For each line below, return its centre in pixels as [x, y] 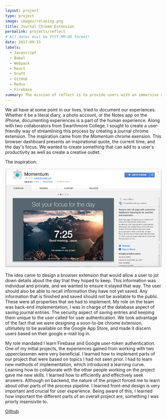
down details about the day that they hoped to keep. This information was [81, 281]
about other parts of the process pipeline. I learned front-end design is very [83, 386]
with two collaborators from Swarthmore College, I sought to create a [76, 125]
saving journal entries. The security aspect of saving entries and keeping [80, 313]
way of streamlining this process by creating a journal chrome [85, 131]
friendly [13, 131]
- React [18, 68]
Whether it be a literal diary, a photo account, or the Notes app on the [76, 115]
